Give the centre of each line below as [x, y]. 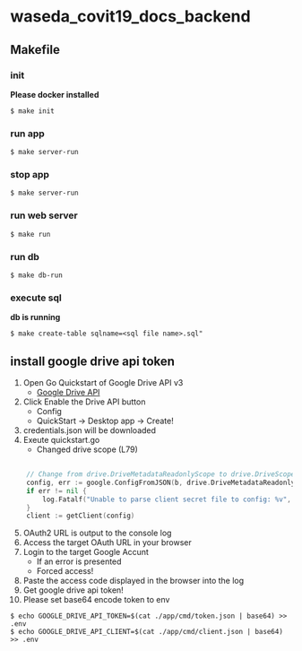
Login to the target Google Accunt [86, 552]
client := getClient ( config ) [81, 516]
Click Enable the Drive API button [84, 402]
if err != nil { [57, 490]
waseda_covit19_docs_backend [130, 17]
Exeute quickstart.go [61, 440]
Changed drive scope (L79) [87, 449]
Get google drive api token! [73, 590]
